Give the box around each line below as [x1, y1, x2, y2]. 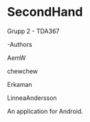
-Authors [7, 40, 32, 48]
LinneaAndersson [7, 94, 57, 102]
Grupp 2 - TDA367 [7, 27, 60, 35]
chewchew [7, 67, 38, 75]
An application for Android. [7, 107, 84, 115]
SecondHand [7, 4, 83, 20]
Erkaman [7, 80, 32, 88]
